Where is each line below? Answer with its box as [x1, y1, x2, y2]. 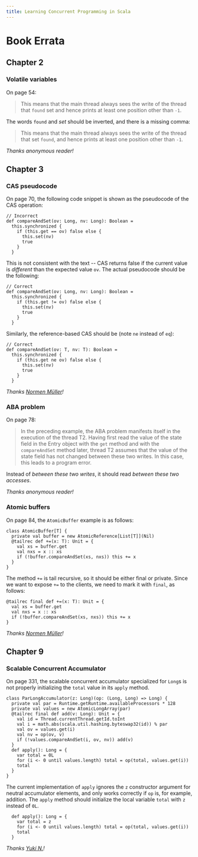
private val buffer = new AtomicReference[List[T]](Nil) [11, 533, 155, 539]
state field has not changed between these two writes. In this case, [20, 453, 184, 460]
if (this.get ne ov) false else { [17, 357, 102, 363]
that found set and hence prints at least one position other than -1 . [20, 106, 182, 113]
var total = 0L [17, 752, 54, 758]
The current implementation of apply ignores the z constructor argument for [6, 784, 191, 791]
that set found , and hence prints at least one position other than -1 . [20, 135, 183, 142]
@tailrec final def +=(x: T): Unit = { [6, 598, 105, 605]
